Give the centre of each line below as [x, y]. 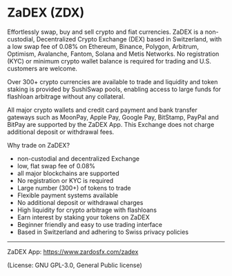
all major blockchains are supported [68, 173]
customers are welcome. [42, 68]
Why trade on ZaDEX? [39, 145]
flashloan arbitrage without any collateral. [66, 96]
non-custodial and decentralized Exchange [78, 158]
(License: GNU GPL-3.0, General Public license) [75, 265]
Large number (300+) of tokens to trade [74, 188]
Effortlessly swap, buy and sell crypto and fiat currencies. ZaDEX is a [105, 32]
